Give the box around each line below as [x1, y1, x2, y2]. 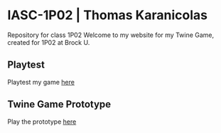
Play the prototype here [7, 117, 77, 126]
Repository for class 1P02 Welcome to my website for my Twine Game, [7, 31, 215, 39]
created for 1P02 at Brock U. [7, 38, 90, 46]
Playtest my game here [7, 78, 75, 86]
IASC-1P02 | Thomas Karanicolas [7, 7, 208, 23]
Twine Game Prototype [7, 98, 112, 110]
